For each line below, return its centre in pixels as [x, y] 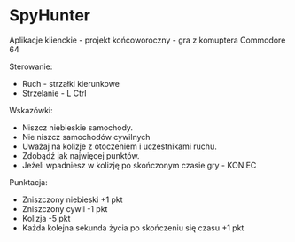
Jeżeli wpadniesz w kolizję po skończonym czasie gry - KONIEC [139, 165]
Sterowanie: [31, 66]
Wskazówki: [31, 110]
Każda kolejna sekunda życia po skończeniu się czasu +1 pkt [133, 228]
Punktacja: [28, 182]
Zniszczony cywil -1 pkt [65, 208]
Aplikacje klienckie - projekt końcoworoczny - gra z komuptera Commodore [147, 40]
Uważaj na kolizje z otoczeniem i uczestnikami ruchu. [119, 146]
